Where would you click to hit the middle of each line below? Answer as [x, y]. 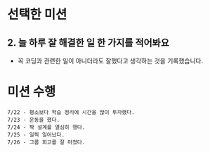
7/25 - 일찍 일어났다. [36, 134]
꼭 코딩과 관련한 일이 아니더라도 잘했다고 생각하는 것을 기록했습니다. [110, 61]
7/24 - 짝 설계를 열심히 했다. [46, 127]
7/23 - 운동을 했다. [34, 120]
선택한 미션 [37, 14]
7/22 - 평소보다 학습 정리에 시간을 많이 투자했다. [71, 112]
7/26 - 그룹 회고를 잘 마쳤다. [46, 142]
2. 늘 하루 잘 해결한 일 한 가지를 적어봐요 [88, 43]
